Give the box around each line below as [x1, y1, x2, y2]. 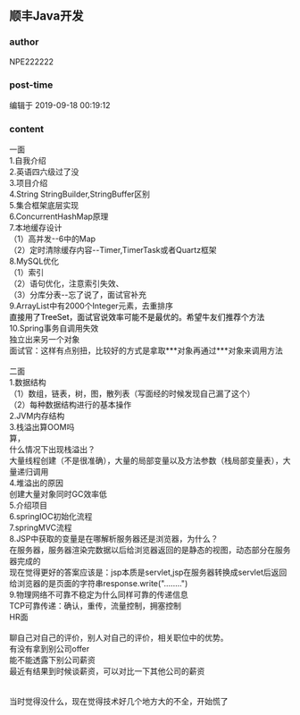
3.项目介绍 [9, 178, 48, 189]
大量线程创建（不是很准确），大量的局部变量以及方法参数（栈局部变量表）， [9, 455, 283, 467]
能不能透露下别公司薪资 [9, 655, 96, 666]
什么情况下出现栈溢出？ [9, 444, 96, 455]
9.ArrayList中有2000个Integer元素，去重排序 [9, 300, 174, 311]
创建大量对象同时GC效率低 [9, 489, 107, 500]
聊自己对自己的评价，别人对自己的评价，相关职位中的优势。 [9, 633, 229, 643]
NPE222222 [9, 56, 54, 67]
